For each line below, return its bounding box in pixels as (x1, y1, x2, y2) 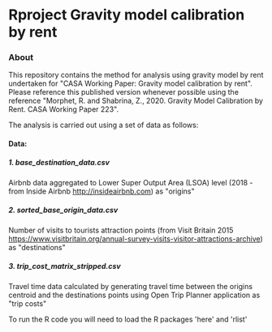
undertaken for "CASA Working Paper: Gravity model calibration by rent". (8, 79, 253, 88)
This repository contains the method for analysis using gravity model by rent (8, 70, 264, 80)
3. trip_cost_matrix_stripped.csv (8, 261, 121, 270)
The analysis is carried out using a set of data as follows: (8, 120, 199, 130)
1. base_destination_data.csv (8, 157, 110, 167)
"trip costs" (8, 298, 47, 309)
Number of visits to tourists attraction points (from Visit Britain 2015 (8, 225, 234, 236)
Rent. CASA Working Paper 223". (8, 104, 119, 114)
